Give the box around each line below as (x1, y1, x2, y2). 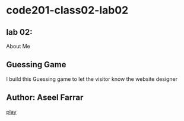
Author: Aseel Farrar (6, 93, 84, 103)
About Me (6, 42, 31, 50)
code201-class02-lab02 (6, 4, 129, 17)
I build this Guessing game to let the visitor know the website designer (6, 75, 178, 83)
